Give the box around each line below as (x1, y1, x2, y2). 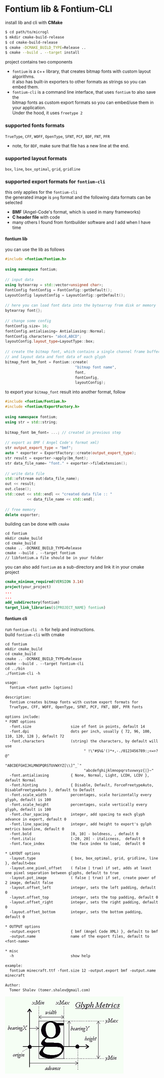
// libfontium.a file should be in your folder (5, 555, 104, 561)
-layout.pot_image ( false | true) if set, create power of (9, 875, 156, 880)
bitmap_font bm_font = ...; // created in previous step (5, 430, 121, 435)
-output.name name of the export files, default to (9, 934, 150, 939)
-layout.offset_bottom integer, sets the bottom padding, (9, 909, 143, 915)
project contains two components (5, 59, 73, 65)
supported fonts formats (5, 122, 65, 129)
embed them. (12, 84, 39, 90)
